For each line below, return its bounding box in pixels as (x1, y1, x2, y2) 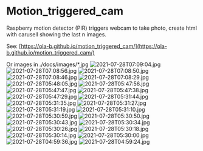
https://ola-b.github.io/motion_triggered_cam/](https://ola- (21, 42, 167, 50)
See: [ (6, 42, 21, 50)
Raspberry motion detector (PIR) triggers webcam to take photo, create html (6, 24, 198, 32)
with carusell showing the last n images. (6, 30, 106, 38)
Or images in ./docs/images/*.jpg (6, 61, 89, 68)
